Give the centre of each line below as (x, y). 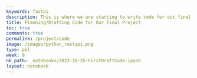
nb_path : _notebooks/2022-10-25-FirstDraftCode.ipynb (74, 60)
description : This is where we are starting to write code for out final (99, 17)
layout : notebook (27, 66)
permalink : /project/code (38, 39)
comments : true (25, 33)
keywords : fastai (27, 11)
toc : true (18, 28)
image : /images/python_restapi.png (50, 45)
